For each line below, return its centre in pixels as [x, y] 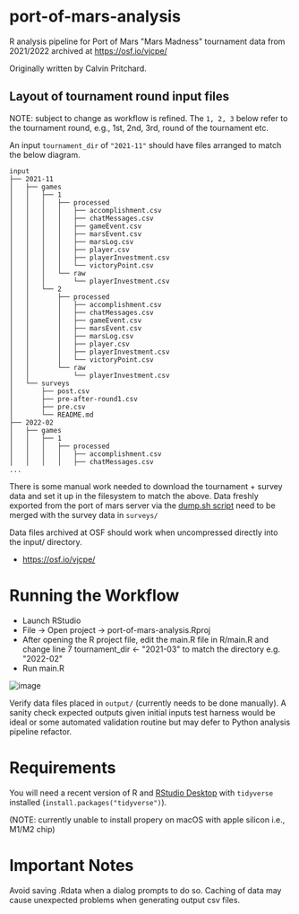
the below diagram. [45, 154]
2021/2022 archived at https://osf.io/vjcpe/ [88, 50]
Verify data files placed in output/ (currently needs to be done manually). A [148, 703]
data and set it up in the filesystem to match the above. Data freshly [134, 496]
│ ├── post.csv [50, 391]
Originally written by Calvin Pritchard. [78, 68]
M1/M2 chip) [32, 829]
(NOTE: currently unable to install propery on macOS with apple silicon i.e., [147, 820]
